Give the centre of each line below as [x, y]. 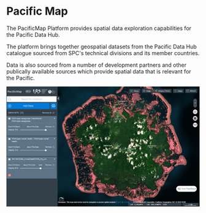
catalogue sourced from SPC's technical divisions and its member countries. [103, 53]
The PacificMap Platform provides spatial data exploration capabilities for [99, 28]
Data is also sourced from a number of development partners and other [97, 65]
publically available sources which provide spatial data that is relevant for [99, 71]
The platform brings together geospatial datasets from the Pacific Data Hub [102, 47]
